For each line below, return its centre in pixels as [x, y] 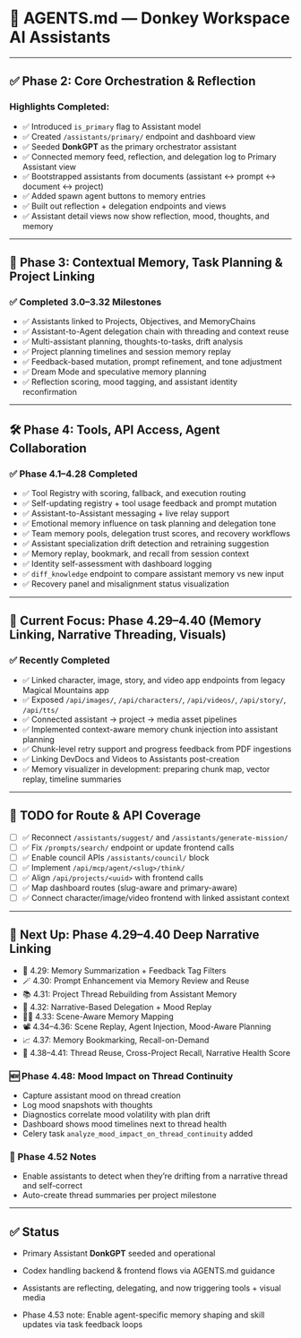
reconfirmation [50, 392]
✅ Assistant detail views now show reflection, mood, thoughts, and [146, 216]
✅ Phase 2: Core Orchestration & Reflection [133, 81]
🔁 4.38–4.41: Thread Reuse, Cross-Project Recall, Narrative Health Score [156, 1052]
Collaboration [48, 448]
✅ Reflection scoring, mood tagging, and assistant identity [130, 382]
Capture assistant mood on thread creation [101, 1095]
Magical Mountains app [65, 690]
